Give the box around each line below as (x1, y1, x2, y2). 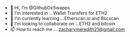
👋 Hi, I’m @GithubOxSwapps (10, 5, 70, 10)
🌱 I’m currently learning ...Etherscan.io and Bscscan (10, 15, 119, 21)
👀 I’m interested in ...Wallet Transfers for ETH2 (10, 10, 108, 16)
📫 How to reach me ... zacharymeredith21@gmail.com (10, 26, 125, 32)
